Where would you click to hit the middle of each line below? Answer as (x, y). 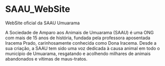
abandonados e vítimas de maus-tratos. (46, 59)
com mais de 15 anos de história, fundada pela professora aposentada (78, 38)
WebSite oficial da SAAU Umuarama (43, 23)
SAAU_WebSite (38, 9)
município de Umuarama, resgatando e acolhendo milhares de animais (78, 54)
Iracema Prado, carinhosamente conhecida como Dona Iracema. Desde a (81, 43)
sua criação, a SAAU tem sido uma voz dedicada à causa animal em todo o (82, 48)
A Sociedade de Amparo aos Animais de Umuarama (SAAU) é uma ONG (79, 32)
